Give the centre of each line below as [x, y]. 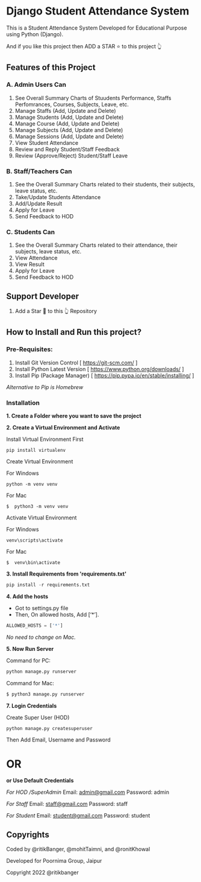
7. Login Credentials [32, 706]
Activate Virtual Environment [42, 518]
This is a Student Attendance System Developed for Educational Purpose [97, 28]
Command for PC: [29, 660]
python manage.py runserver [42, 671]
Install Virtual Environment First [45, 439]
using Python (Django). [35, 34]
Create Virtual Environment [40, 462]
